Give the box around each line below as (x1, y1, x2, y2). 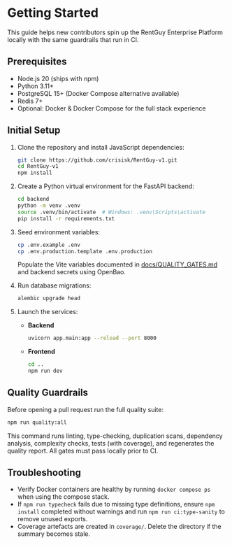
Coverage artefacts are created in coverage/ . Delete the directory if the (17, 523, 222, 531)
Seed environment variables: (17, 227, 100, 236)
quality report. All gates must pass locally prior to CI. (7, 446, 159, 455)
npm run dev (27, 367, 63, 375)
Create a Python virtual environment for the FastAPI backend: (17, 182, 194, 190)
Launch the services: (17, 308, 78, 316)
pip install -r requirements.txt (17, 215, 115, 222)
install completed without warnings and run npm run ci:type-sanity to (17, 507, 225, 516)
